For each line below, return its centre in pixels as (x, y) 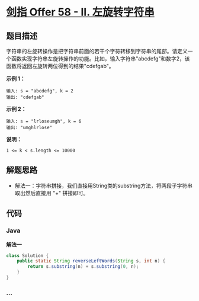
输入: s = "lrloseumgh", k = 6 (44, 121)
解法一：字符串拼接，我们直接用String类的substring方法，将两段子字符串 (103, 185)
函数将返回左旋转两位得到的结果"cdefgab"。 (60, 66)
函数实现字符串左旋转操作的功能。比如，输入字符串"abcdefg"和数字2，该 (101, 59)
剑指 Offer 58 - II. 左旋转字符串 (81, 12)
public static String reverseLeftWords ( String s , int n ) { (91, 261)
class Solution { (28, 255)
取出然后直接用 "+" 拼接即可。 (52, 193)
